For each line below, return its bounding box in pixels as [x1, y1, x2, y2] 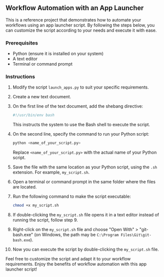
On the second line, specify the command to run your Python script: [12, 131, 149, 137]
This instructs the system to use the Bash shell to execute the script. [12, 122, 150, 128]
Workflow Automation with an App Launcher [5, 4, 144, 12]
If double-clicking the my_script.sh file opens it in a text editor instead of [12, 212, 159, 218]
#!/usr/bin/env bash [12, 113, 55, 118]
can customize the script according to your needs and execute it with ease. [5, 27, 157, 33]
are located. [12, 184, 37, 190]
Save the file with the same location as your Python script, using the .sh [12, 164, 158, 170]
